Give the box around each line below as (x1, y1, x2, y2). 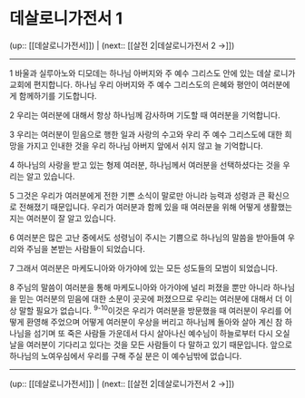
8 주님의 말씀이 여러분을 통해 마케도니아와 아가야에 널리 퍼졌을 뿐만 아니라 (9, 282, 271, 293)
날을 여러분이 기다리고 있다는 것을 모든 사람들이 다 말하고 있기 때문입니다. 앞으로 (9, 339, 293, 350)
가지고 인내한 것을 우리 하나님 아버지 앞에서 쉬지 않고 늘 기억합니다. (25, 140, 263, 150)
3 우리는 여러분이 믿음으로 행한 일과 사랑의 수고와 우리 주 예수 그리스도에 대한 (9, 129, 283, 140)
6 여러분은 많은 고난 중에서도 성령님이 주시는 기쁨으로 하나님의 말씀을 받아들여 (9, 232, 286, 243)
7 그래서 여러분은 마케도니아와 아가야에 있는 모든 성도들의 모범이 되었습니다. (9, 262, 279, 273)
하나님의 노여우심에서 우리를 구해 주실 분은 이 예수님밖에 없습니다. (9, 350, 242, 361)
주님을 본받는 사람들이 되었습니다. (25, 243, 145, 254)
